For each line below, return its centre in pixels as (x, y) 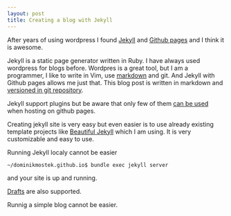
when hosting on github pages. (51, 111)
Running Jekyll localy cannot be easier (62, 152)
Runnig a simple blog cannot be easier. (63, 204)
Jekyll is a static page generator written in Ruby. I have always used (104, 60)
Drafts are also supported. (44, 191)
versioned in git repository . (45, 90)
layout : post (26, 13)
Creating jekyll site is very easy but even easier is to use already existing (111, 124)
